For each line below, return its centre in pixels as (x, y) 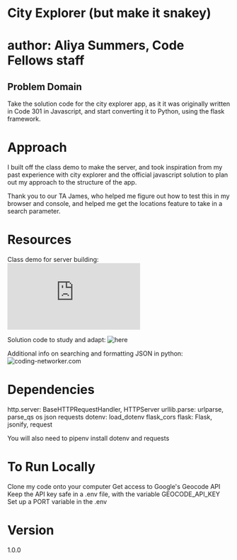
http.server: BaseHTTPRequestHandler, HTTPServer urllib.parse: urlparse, (116, 409)
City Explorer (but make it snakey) (109, 13)
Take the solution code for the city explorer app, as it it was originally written (119, 104)
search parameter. (34, 212)
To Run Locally (51, 467)
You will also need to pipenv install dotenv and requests (88, 438)
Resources (40, 240)
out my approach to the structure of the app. (72, 182)
